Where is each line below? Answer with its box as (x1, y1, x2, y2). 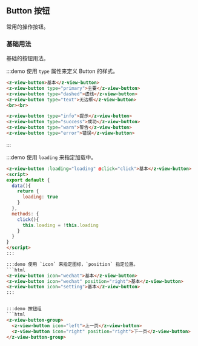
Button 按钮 (6, 5, 50, 16)
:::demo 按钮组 (6, 306, 42, 312)
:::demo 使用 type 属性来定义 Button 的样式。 (6, 67, 118, 75)
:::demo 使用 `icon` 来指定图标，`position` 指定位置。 (6, 261, 138, 267)
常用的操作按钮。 (6, 23, 49, 30)
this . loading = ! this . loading (22, 222, 99, 228)
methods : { (12, 211, 39, 217)
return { (17, 188, 39, 194)
